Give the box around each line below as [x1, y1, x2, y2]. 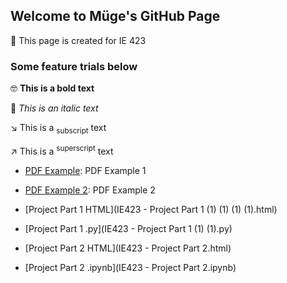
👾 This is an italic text [10, 102, 99, 114]
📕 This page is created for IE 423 [10, 34, 147, 46]
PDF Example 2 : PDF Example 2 [24, 184, 156, 196]
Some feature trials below [10, 59, 138, 73]
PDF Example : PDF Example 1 [24, 164, 147, 176]
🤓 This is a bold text [10, 82, 95, 94]
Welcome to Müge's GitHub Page [10, 8, 221, 25]
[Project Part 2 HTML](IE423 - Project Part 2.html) [24, 242, 232, 254]
